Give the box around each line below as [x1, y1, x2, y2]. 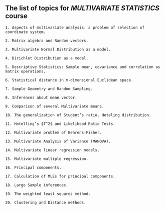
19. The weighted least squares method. [5, 191, 91, 196]
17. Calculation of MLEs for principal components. [5, 173, 115, 179]
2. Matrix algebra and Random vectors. [5, 38, 89, 43]
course [5, 12, 28, 20]
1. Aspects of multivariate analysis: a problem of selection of [5, 25, 144, 30]
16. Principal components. [5, 165, 62, 170]
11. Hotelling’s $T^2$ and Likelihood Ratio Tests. [5, 121, 115, 126]
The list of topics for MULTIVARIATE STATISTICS [5, 4, 159, 12]
